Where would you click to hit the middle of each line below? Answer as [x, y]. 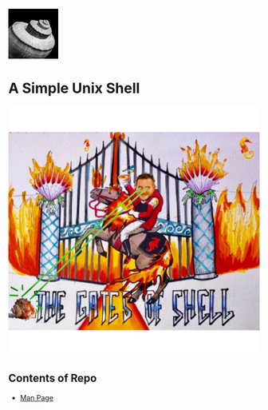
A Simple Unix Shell [74, 88]
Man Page [37, 397]
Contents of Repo [53, 378]
